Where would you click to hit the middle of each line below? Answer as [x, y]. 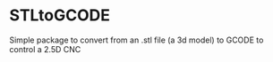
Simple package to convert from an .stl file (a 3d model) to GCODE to [136, 40]
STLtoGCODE [60, 15]
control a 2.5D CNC [45, 49]
